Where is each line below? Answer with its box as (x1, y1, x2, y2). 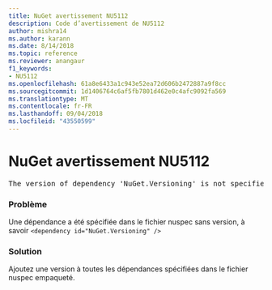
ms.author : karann (8, 34, 70, 43)
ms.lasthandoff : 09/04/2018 (8, 110, 104, 118)
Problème (8, 198, 48, 210)
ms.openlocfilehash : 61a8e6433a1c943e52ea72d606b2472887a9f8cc (8, 79, 227, 87)
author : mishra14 (8, 27, 67, 35)
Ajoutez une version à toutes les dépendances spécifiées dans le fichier (8, 264, 249, 274)
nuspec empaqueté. (8, 273, 75, 283)
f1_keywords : (8, 65, 53, 73)
